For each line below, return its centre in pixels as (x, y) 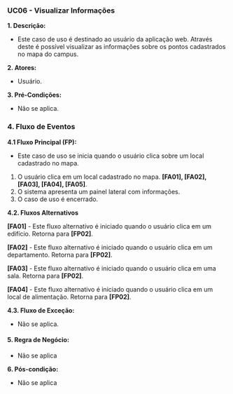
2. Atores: (22, 68)
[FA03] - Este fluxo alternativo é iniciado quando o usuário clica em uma (112, 268)
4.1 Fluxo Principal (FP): (42, 142)
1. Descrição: (27, 26)
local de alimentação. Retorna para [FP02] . (69, 297)
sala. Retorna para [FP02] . (45, 276)
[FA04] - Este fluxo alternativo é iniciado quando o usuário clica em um (110, 289)
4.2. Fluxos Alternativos (43, 212)
